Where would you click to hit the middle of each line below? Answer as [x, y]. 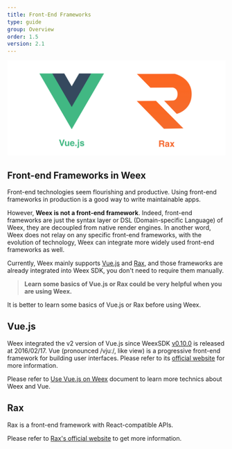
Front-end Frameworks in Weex [77, 175]
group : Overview [30, 29]
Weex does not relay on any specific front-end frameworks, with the [105, 235]
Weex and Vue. [29, 386]
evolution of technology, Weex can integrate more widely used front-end [111, 242]
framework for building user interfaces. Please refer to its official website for [116, 358]
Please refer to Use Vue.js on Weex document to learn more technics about [115, 379]
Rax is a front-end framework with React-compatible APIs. [90, 425]
